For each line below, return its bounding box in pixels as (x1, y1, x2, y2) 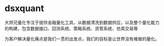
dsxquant (4, 3, 45, 14)
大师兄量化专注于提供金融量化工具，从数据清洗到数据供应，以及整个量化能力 (4, 19, 160, 25)
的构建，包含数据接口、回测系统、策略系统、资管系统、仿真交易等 (4, 25, 138, 31)
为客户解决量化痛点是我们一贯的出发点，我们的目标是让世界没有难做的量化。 (4, 36, 160, 42)
